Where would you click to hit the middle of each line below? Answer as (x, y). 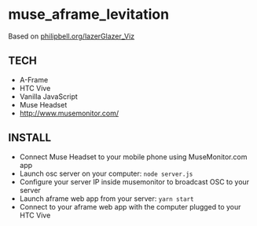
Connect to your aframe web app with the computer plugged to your (130, 206)
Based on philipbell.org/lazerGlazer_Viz (72, 36)
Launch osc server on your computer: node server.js (106, 173)
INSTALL (30, 138)
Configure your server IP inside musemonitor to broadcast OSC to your (134, 181)
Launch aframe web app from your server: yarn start (106, 199)
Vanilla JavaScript (49, 97)
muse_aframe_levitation (89, 15)
